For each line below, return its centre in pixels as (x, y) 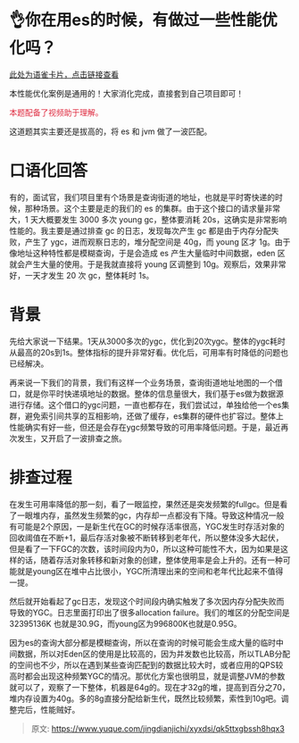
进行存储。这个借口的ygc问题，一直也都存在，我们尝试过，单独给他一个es (145, 405)
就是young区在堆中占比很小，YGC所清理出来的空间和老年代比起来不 (142, 571)
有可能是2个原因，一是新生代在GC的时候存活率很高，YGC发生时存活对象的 (147, 526)
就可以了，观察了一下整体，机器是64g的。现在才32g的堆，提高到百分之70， (149, 687)
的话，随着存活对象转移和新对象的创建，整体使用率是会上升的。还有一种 (149, 560)
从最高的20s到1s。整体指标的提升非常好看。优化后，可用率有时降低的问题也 (149, 352)
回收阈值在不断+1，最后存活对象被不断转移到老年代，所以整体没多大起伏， (146, 538)
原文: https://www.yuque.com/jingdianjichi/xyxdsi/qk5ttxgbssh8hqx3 (158, 728)
